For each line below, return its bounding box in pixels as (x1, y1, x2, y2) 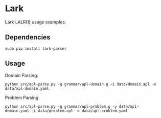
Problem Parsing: (5, 95, 40, 100)
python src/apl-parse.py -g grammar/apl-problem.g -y (5, 104, 117, 109)
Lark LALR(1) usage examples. (5, 19, 66, 25)
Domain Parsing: (5, 72, 38, 78)
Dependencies (5, 33, 50, 41)
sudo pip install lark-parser (5, 46, 67, 51)
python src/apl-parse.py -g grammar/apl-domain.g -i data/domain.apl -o (5, 81, 157, 87)
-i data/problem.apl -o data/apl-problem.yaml (31, 108, 128, 113)
